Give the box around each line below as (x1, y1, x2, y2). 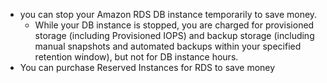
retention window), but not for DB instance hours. (34, 51, 239, 63)
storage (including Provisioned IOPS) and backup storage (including (34, 30, 315, 41)
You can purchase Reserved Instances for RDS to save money (19, 62, 276, 73)
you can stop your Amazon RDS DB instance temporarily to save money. (19, 9, 318, 20)
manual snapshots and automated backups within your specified (34, 40, 302, 52)
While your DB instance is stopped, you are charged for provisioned (34, 19, 315, 31)
